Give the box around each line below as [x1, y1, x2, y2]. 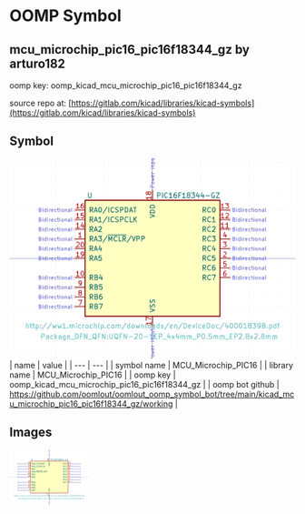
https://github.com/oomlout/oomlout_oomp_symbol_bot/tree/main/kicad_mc [9, 388, 295, 399]
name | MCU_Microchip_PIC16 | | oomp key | [9, 369, 176, 380]
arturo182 [9, 55, 66, 71]
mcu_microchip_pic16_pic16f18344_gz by [9, 42, 250, 57]
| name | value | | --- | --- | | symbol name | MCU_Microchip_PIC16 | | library [9, 359, 293, 370]
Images [9, 425, 53, 440]
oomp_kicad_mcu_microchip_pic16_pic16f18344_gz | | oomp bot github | [9, 378, 280, 389]
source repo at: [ [9, 97, 72, 108]
